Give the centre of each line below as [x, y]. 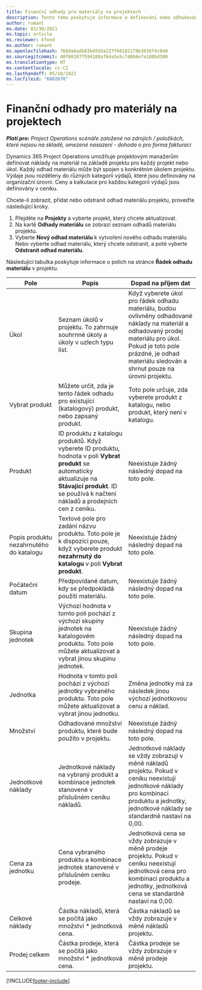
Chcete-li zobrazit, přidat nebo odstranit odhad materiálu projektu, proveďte [100, 200]
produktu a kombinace [90, 860]
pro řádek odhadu [154, 301]
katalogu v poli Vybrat [90, 564]
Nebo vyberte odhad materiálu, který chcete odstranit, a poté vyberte [101, 244]
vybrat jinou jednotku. [89, 713]
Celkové [21, 918]
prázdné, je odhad [154, 354]
